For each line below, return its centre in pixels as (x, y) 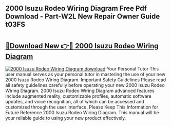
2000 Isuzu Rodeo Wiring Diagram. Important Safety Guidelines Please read (86, 80)
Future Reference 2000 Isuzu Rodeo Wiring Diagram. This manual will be (82, 112)
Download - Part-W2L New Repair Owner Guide (83, 17)
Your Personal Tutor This (133, 69)
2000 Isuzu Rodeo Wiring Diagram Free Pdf (76, 8)
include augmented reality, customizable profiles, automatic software (78, 96)
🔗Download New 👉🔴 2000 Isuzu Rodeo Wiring (82, 46)
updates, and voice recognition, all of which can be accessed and (75, 102)
